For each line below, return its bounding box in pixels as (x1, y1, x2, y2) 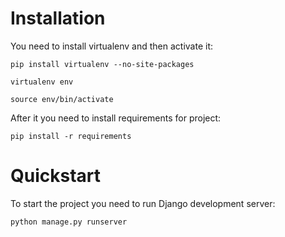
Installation (10, 7, 106, 30)
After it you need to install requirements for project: (10, 112, 222, 124)
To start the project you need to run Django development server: (10, 197, 276, 209)
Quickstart (10, 165, 102, 187)
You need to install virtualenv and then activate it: (10, 40, 214, 52)
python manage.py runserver (10, 217, 128, 227)
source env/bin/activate (10, 94, 114, 104)
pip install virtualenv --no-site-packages (10, 59, 195, 69)
